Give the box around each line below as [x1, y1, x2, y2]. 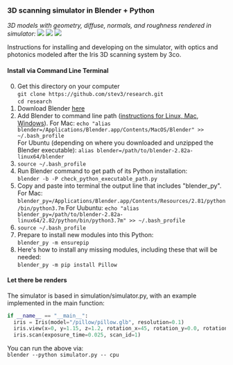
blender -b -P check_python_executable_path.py [17, 175, 157, 182]
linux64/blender [17, 153, 64, 160]
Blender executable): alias [17, 145, 94, 154]
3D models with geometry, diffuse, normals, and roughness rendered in [7, 22, 212, 30]
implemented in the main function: [7, 298, 105, 307]
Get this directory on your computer [17, 82, 120, 90]
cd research [17, 98, 52, 105]
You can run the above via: [7, 344, 84, 352]
